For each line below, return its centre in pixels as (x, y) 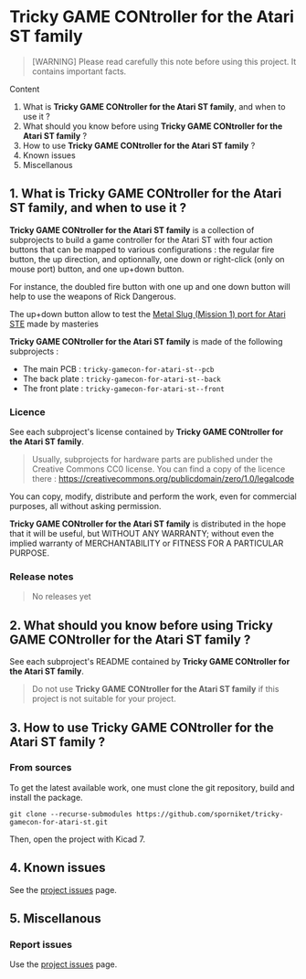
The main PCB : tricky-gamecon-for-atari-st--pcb (118, 368)
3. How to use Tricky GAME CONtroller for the (142, 727)
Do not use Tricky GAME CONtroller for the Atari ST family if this (155, 689)
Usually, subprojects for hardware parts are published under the (152, 460)
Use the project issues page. (63, 964)
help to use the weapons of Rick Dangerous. (93, 296)
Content (25, 89)
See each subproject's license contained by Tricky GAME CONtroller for (147, 432)
